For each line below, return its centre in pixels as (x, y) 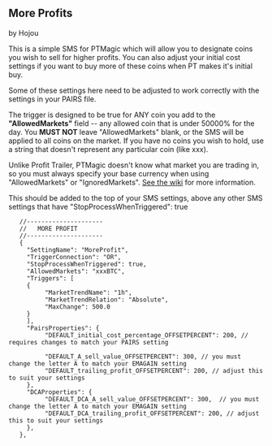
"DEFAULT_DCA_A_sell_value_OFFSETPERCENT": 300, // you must (152, 399)
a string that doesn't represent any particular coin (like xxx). (108, 149)
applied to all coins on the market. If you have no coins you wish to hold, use (136, 141)
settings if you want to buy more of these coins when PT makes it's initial (131, 66)
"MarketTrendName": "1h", (88, 292)
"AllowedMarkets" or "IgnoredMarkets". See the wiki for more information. (132, 182)
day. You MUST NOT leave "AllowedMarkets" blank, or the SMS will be (126, 132)
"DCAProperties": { (59, 392)
